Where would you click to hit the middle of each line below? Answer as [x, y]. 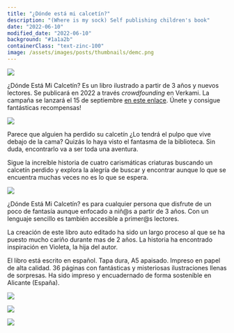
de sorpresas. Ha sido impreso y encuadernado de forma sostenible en [109, 275]
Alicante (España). [34, 282]
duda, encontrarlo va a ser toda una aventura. [73, 149]
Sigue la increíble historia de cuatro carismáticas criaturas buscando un [110, 162]
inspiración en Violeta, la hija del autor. [63, 247]
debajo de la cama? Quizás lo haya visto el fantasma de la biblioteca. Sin [111, 141]
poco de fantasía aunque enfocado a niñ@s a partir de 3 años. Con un [108, 211]
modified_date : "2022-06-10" [49, 33]
